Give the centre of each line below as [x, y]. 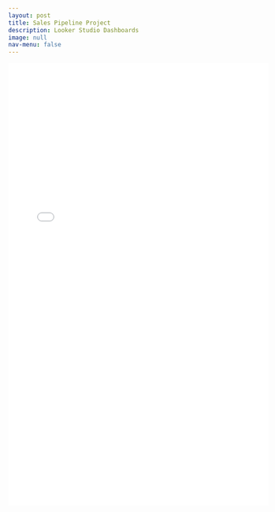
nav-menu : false [35, 45]
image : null [28, 37]
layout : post [30, 15]
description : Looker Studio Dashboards [74, 30]
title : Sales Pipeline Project [59, 23]
